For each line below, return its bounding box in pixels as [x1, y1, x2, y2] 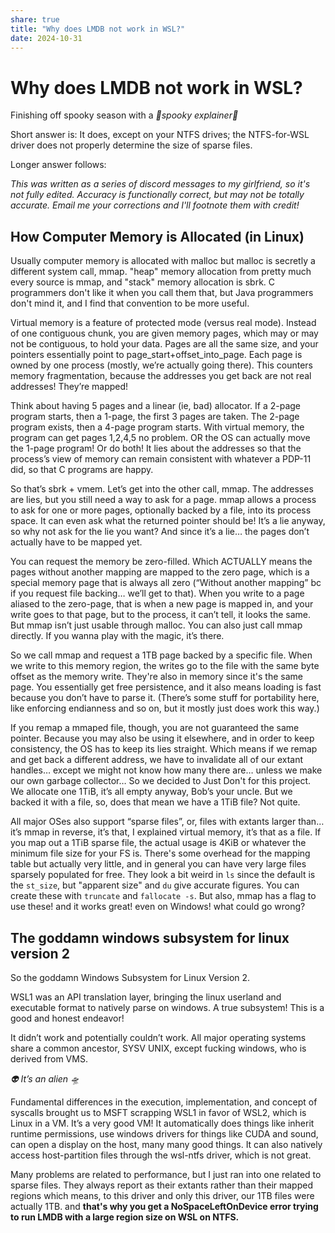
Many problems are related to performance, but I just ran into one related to [10, 1168, 322, 1180]
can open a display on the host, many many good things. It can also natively [10, 1138, 323, 1150]
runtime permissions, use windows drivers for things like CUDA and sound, [10, 1127, 319, 1140]
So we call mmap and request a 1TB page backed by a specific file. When [10, 649, 313, 661]
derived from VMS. [10, 1052, 88, 1065]
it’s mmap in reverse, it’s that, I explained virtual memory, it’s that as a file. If [10, 826, 322, 838]
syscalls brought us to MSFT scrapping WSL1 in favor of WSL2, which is [10, 1106, 307, 1118]
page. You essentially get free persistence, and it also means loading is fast [10, 681, 322, 693]
